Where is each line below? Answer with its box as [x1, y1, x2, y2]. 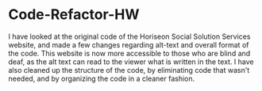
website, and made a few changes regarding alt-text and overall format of [8, 40, 249, 49]
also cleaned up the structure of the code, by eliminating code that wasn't [8, 65, 250, 74]
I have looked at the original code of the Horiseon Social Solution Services [8, 32, 251, 41]
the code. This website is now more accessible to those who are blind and [8, 48, 251, 58]
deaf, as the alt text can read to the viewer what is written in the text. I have [8, 57, 254, 66]
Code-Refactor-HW [8, 6, 140, 24]
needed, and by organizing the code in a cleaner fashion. [8, 74, 195, 83]
